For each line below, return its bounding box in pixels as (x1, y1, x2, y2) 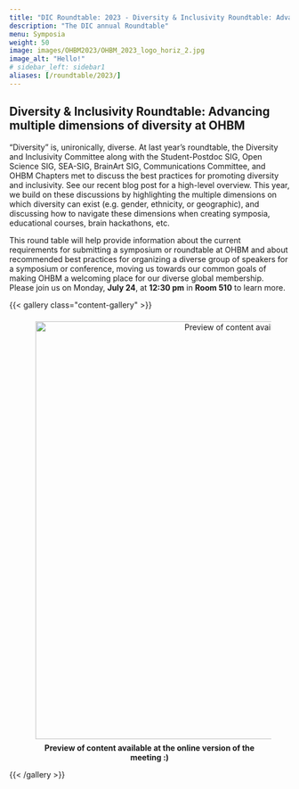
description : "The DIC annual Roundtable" (9, 21, 169, 30)
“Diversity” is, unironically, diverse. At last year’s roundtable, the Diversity (9, 142, 279, 152)
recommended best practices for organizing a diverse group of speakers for (9, 253, 288, 264)
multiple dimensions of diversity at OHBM (9, 118, 246, 134)
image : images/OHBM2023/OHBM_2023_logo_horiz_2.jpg (9, 46, 205, 55)
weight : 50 (9, 37, 50, 47)
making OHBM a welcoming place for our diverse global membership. (9, 273, 264, 284)
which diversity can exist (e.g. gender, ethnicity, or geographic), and (9, 198, 260, 210)
